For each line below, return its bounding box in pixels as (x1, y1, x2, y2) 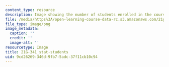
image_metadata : (5, 26, 39, 31)
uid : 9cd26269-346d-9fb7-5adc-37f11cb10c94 (5, 54, 98, 59)
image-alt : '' (10, 40, 39, 45)
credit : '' (10, 36, 33, 41)
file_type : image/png (5, 21, 51, 27)
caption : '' (10, 31, 35, 36)
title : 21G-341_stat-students (5, 49, 69, 54)
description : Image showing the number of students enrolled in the (5, 12, 152, 17)
